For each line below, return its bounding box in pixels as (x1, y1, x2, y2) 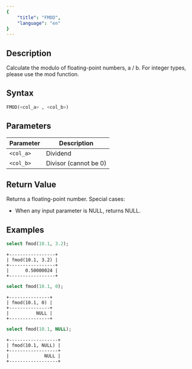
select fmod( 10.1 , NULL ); (6, 326, 71, 332)
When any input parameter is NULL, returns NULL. (15, 207, 141, 215)
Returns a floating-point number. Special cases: (6, 195, 125, 203)
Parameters (6, 121, 51, 131)
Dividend (45, 149, 71, 157)
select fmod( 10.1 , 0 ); (6, 284, 64, 290)
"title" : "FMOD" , (17, 15, 61, 21)
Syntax (6, 88, 34, 99)
